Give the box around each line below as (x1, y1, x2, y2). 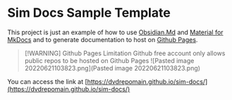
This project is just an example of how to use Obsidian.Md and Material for (7, 28, 224, 36)
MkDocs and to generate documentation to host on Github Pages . (7, 35, 198, 43)
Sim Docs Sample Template (7, 5, 171, 21)
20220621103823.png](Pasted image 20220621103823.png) (24, 64, 201, 72)
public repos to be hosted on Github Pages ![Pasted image (24, 56, 195, 64)
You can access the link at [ (7, 77, 88, 85)
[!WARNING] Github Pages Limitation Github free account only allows (24, 49, 226, 57)
